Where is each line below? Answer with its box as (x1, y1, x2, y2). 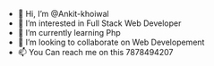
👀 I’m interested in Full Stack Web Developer (17, 18, 182, 29)
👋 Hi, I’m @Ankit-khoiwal (17, 9, 109, 19)
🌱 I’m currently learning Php (17, 28, 121, 37)
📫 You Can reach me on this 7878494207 (17, 47, 174, 57)
